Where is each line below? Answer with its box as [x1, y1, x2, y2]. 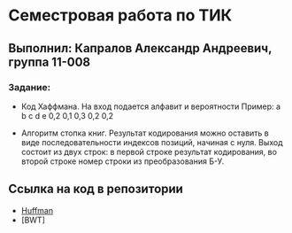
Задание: [8, 81, 50, 93]
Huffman [20, 205, 54, 215]
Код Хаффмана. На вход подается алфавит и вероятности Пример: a [20, 101, 280, 112]
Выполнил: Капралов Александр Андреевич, [8, 41, 273, 56]
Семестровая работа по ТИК [8, 5, 233, 26]
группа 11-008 [8, 54, 91, 69]
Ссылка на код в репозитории [8, 182, 183, 197]
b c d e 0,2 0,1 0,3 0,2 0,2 [20, 110, 114, 120]
